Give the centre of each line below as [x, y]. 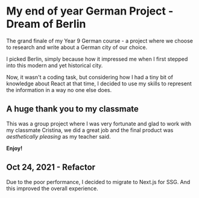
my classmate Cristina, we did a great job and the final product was [90, 130]
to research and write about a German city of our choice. [77, 47]
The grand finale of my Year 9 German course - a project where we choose [99, 41]
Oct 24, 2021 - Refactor [51, 167]
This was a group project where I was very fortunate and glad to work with [99, 124]
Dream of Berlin [46, 24]
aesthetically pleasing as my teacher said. [58, 136]
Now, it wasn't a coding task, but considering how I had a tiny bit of [90, 77]
